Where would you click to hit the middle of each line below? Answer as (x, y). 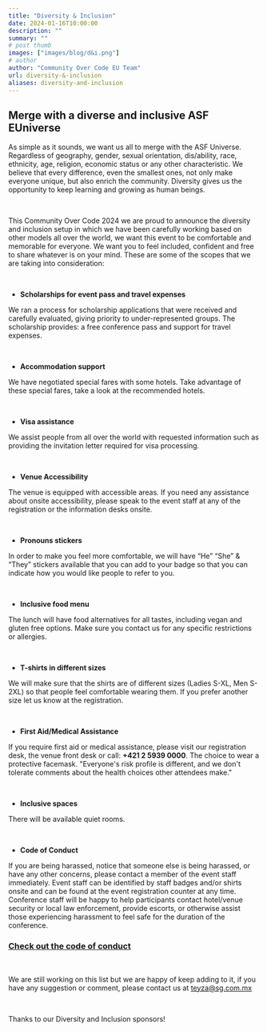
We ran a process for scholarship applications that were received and (123, 310)
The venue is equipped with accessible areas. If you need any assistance (129, 492)
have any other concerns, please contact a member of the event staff (123, 874)
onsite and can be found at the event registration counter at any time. (122, 892)
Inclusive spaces (48, 803)
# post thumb (30, 46)
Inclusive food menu (54, 604)
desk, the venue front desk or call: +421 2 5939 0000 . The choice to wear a (134, 755)
